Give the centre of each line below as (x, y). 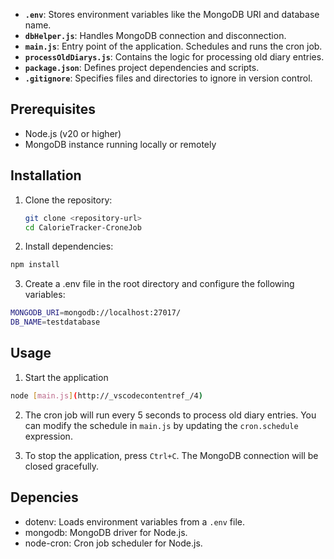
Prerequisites (53, 109)
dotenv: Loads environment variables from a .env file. (135, 521)
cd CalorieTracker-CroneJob (83, 227)
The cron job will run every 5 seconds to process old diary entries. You (170, 415)
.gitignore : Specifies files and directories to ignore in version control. (168, 78)
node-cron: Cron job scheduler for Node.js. (113, 543)
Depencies (44, 497)
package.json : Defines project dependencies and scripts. (142, 67)
